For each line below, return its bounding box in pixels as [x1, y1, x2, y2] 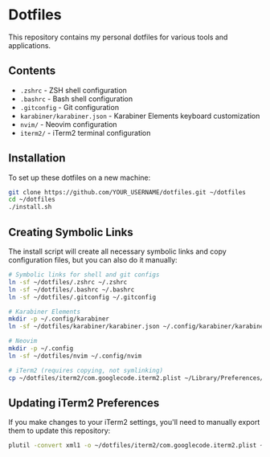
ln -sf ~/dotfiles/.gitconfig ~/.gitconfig [8, 293, 157, 301]
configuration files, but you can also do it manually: [8, 255, 178, 264]
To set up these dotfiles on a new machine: [8, 173, 151, 182]
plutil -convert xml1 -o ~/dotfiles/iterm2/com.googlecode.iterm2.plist [8, 442, 257, 450]
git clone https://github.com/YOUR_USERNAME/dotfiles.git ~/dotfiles [8, 188, 247, 196]
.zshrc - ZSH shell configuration [19, 85, 127, 95]
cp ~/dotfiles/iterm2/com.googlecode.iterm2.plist [8, 373, 182, 382]
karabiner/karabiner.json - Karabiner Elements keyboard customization [19, 111, 260, 120]
